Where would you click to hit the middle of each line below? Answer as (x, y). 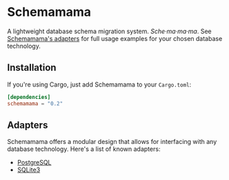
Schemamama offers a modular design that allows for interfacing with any (112, 142)
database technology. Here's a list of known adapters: (84, 149)
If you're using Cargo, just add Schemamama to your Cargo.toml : (99, 84)
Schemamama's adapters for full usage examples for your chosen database (115, 38)
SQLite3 (29, 170)
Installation (32, 67)
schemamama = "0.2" (35, 103)
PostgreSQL (34, 163)
